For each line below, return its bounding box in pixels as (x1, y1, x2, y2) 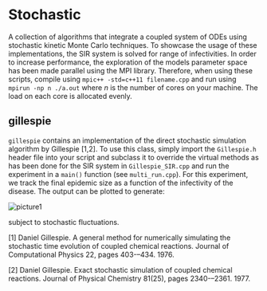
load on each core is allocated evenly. (8, 91, 133, 100)
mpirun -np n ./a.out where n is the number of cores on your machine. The (8, 82, 259, 92)
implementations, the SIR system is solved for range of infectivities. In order (8, 49, 257, 58)
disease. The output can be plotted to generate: (8, 186, 165, 196)
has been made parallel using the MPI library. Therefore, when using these (8, 65, 253, 75)
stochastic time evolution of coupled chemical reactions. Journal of (8, 241, 230, 250)
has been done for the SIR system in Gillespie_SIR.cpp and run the (8, 161, 230, 171)
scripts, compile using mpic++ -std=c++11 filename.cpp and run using (8, 74, 237, 84)
